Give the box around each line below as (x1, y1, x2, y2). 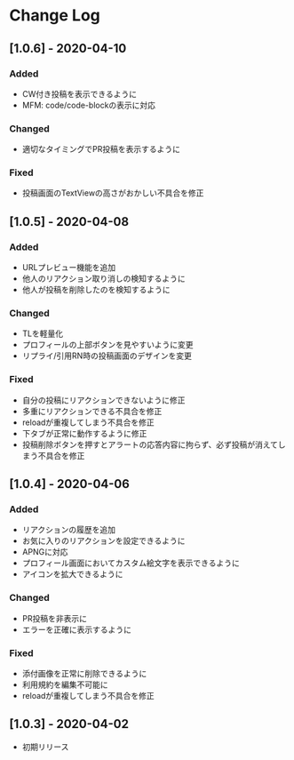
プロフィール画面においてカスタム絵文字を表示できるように (21, 557, 240, 569)
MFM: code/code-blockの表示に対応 (21, 100, 156, 110)
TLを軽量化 (21, 328, 64, 339)
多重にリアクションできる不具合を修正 (21, 405, 163, 416)
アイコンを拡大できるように (21, 569, 123, 580)
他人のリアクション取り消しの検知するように (21, 273, 187, 284)
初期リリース (21, 741, 69, 752)
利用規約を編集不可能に (21, 679, 108, 690)
